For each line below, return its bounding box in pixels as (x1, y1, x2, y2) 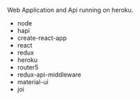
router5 (17, 63, 39, 71)
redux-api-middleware (17, 70, 82, 79)
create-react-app (17, 34, 67, 42)
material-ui (17, 78, 49, 86)
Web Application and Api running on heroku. (7, 6, 134, 14)
